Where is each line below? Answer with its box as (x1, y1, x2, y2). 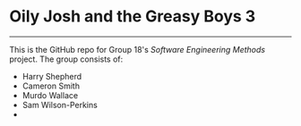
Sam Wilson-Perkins (21, 99, 99, 110)
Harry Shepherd (21, 71, 82, 81)
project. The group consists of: (9, 54, 124, 64)
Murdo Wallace (21, 89, 79, 100)
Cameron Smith (21, 80, 81, 91)
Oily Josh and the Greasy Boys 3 (9, 6, 256, 27)
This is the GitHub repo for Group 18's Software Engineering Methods (9, 44, 266, 55)
